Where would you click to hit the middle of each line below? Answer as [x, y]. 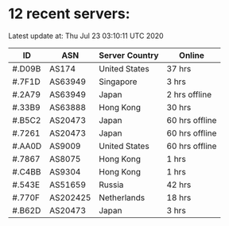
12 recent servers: [69, 14]
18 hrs [179, 197]
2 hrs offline [189, 94]
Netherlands [122, 197]
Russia [111, 185]
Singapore [118, 82]
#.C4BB [27, 171]
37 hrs [179, 68]
